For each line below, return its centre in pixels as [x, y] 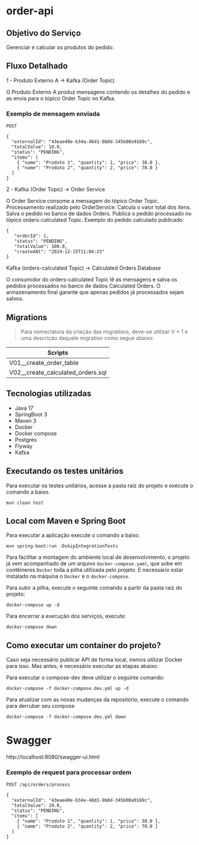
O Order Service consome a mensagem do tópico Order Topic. [83, 201]
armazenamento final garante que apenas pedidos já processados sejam [95, 292]
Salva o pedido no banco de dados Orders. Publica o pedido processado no [99, 213]
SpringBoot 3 [31, 414]
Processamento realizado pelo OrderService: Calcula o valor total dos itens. [99, 208]
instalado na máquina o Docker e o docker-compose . [68, 576]
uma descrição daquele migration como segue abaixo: [87, 338]
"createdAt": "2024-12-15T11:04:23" [59, 252]
